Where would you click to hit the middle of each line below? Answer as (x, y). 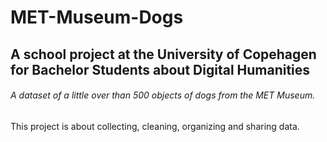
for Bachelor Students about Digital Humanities (160, 69)
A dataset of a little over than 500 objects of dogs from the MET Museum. (163, 95)
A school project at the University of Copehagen (163, 54)
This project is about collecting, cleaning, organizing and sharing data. (155, 126)
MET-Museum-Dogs (97, 17)
